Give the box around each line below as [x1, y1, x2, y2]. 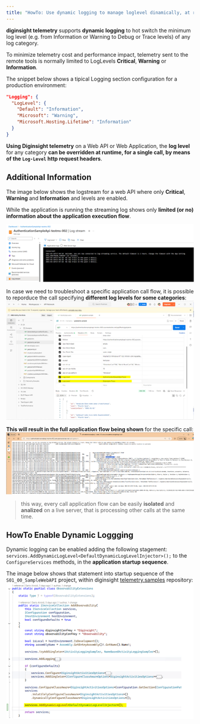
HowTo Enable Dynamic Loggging [6, 530, 134, 540]
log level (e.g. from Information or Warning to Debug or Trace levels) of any [6, 33, 190, 40]
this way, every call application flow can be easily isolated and [20, 500, 174, 507]
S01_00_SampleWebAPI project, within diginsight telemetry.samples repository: [6, 576, 193, 584]
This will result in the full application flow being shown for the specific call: [6, 425, 193, 432]
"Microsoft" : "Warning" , [17, 113, 79, 119]
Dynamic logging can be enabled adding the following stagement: [6, 546, 168, 553]
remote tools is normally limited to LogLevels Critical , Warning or [6, 57, 167, 64]
